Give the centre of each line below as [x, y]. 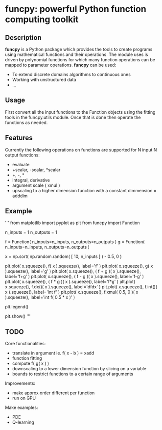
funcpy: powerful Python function [76, 9]
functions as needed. [26, 122]
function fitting [27, 358]
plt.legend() [17, 307]
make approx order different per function [53, 393]
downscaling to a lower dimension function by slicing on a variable [79, 369]
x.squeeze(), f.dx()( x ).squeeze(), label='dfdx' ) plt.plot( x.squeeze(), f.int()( [81, 287]
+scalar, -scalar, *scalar [36, 170]
